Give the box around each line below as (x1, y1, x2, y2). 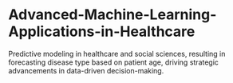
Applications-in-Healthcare (8, 22, 195, 41)
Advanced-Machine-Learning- (8, 6, 217, 24)
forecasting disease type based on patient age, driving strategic (8, 57, 219, 67)
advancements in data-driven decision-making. (8, 65, 164, 75)
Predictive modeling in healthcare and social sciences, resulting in (8, 49, 226, 58)
